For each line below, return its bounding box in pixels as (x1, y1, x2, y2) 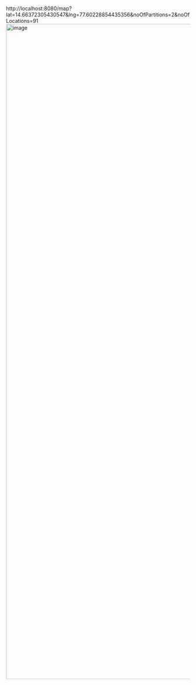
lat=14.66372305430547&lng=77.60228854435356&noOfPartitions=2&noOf (6, 11, 190, 18)
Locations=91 (6, 18, 38, 24)
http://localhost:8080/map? (6, 5, 72, 12)
